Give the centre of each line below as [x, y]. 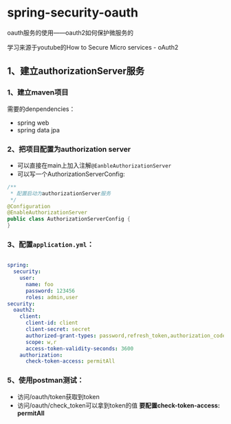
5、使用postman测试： [46, 381]
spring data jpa [38, 130]
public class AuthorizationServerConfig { [69, 219]
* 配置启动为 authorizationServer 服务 [60, 193]
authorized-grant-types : [61, 336]
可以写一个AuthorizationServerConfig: [71, 174]
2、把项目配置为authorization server [69, 149]
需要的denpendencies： [41, 109]
